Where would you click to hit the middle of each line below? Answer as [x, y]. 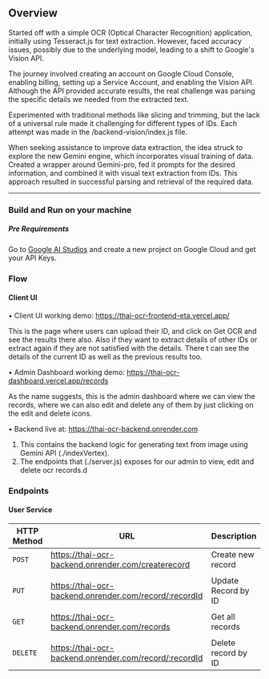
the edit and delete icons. [50, 413]
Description [234, 535]
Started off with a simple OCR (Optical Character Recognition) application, [130, 32]
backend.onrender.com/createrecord [120, 564]
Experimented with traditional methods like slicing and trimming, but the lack [134, 115]
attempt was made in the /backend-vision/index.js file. [98, 132]
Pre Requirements [39, 229]
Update [225, 580]
